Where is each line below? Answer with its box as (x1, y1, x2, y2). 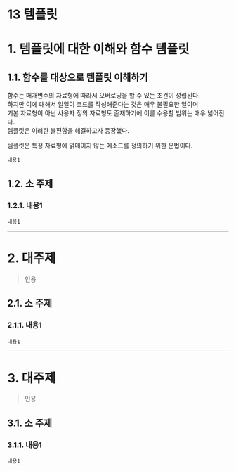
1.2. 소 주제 (7, 177, 53, 190)
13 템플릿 (7, 6, 58, 22)
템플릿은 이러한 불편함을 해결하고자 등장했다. (7, 127, 130, 135)
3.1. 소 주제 (7, 417, 53, 429)
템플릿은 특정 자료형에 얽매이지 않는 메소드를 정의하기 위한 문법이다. (7, 141, 193, 150)
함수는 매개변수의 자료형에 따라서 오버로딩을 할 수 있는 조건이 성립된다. (7, 91, 200, 100)
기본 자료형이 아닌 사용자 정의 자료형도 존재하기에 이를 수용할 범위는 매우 (7, 109, 206, 117)
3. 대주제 (7, 370, 56, 386)
